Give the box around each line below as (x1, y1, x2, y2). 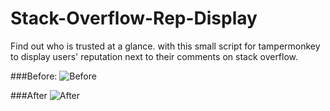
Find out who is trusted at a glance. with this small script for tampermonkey (10, 40, 321, 52)
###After (10, 89, 48, 101)
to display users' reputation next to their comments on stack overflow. (10, 50, 299, 62)
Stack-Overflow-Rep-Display (10, 7, 258, 30)
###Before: (10, 70, 58, 82)
